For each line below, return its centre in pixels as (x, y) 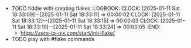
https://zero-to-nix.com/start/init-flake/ (68, 33)
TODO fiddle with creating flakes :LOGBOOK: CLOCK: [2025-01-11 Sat (96, 8)
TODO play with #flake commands (53, 39)
